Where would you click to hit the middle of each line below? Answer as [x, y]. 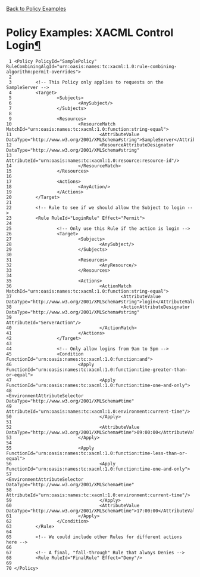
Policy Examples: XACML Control [90, 33]
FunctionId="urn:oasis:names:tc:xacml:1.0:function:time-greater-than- [97, 370]
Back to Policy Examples [36, 9]
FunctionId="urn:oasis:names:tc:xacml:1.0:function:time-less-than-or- [97, 453]
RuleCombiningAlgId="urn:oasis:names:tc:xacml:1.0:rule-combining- [92, 66]
